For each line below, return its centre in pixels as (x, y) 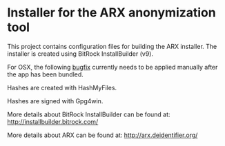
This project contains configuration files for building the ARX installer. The (112, 46)
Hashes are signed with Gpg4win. (55, 101)
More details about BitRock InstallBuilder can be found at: (89, 114)
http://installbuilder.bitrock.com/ (53, 121)
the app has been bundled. (46, 74)
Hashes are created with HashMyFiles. (62, 87)
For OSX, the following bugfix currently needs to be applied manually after (112, 67)
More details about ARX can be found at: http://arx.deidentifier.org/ (102, 135)
